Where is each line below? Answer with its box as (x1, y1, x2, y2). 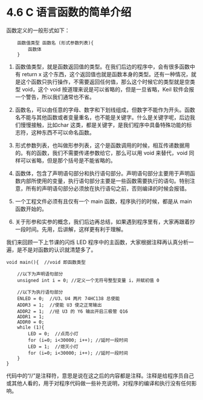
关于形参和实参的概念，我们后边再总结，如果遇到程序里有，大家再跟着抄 (14, 218, 195, 225)
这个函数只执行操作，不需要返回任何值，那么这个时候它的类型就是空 (20, 78, 190, 85)
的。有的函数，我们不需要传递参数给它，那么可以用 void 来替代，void (14, 149, 188, 156)
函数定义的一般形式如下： (6, 27, 70, 34)
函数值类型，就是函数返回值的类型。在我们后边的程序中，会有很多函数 (14, 63, 190, 70)
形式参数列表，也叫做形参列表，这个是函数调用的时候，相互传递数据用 (14, 142, 190, 149)
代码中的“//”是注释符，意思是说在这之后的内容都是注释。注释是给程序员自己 (6, 372, 195, 379)
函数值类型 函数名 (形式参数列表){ (17, 40, 94, 46)
